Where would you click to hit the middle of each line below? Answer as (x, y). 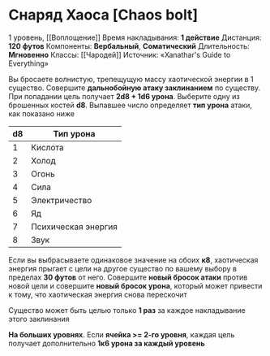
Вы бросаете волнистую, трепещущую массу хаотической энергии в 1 (131, 79)
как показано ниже (42, 113)
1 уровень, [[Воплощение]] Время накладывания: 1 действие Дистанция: (135, 37)
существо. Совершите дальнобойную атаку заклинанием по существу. (135, 88)
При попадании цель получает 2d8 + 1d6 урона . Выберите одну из (124, 96)
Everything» (28, 63)
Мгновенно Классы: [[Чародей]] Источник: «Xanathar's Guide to (120, 54)
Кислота (48, 147)
